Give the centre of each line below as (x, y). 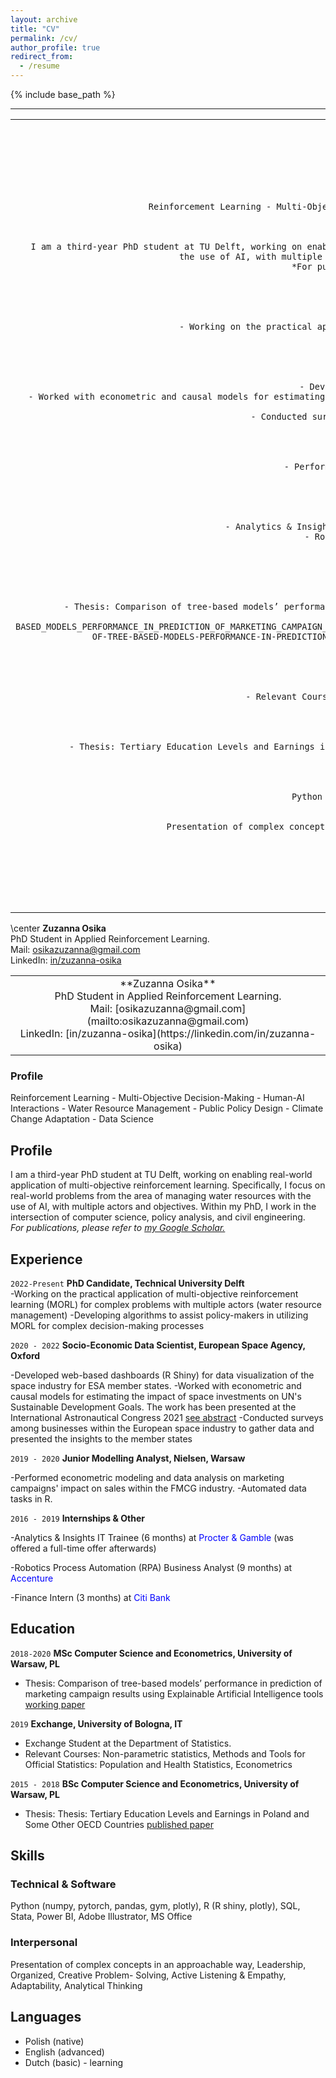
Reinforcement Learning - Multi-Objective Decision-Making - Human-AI (157, 1098)
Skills (27, 1856)
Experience (46, 1259)
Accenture (32, 1578)
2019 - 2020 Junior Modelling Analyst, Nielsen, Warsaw (128, 1458)
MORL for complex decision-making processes (107, 1325)
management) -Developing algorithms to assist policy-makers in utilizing (159, 1315)
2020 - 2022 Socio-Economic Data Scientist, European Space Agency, (158, 1345)
